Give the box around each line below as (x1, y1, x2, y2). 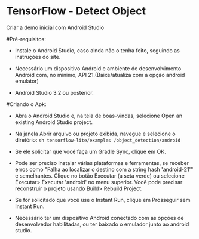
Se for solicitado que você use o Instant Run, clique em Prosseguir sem (14, 196, 191, 203)
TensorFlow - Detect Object (6, 4, 146, 18)
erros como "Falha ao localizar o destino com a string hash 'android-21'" (14, 166, 194, 173)
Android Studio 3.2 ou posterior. (14, 89, 94, 96)
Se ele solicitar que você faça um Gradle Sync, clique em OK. (14, 148, 166, 155)
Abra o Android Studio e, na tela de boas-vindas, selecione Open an (14, 112, 183, 119)
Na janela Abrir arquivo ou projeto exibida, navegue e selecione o (14, 130, 176, 137)
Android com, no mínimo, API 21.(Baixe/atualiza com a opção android (14, 71, 185, 78)
